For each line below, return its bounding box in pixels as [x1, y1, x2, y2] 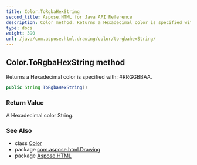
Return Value [6, 98, 44, 106]
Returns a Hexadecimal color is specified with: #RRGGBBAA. [6, 73, 152, 80]
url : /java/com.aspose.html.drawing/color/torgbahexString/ [6, 36, 157, 42]
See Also [6, 126, 32, 134]
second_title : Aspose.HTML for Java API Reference [6, 14, 133, 20]
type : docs [6, 25, 33, 31]
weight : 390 [6, 31, 35, 36]
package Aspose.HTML [14, 152, 72, 159]
